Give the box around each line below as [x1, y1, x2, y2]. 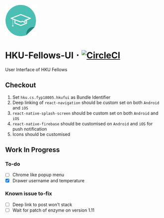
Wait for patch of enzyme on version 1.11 [12, 207, 95, 213]
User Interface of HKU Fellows [5, 66, 68, 72]
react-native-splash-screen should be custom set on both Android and [12, 110, 159, 116]
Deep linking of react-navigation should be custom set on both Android [12, 100, 160, 106]
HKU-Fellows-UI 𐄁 [5, 50, 80, 61]
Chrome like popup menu [12, 172, 65, 178]
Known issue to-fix [5, 190, 52, 197]
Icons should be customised [12, 131, 71, 137]
